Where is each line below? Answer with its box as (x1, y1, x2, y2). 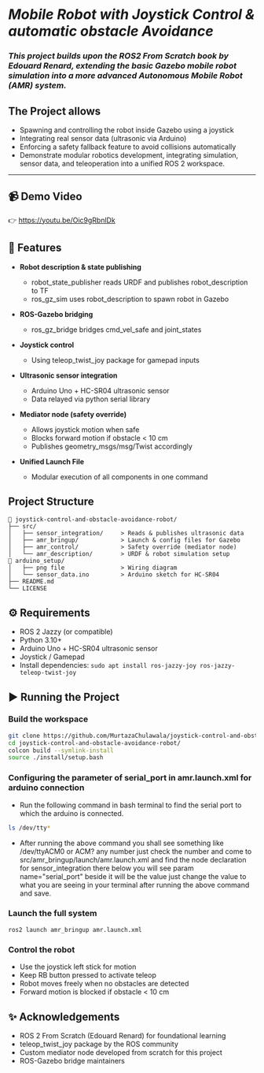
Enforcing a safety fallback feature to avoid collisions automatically (19, 142, 236, 151)
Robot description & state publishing (19, 262, 141, 271)
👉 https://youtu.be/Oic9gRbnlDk (8, 215, 115, 225)
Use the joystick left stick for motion (19, 962, 137, 971)
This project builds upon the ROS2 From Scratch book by (8, 50, 229, 61)
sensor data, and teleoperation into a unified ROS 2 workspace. (19, 158, 225, 168)
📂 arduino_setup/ (8, 557, 65, 565)
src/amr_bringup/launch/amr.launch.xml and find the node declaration (19, 855, 247, 864)
